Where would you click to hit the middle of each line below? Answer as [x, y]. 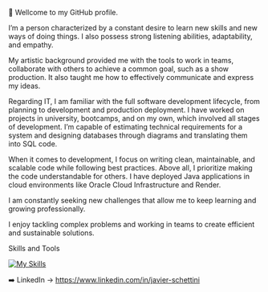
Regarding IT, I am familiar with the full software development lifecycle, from [134, 101]
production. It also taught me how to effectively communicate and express [131, 77]
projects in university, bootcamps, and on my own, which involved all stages [134, 118]
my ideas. [24, 86]
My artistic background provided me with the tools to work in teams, [121, 60]
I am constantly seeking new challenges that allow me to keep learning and [132, 200]
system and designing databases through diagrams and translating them [128, 135]
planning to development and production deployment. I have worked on [126, 110]
